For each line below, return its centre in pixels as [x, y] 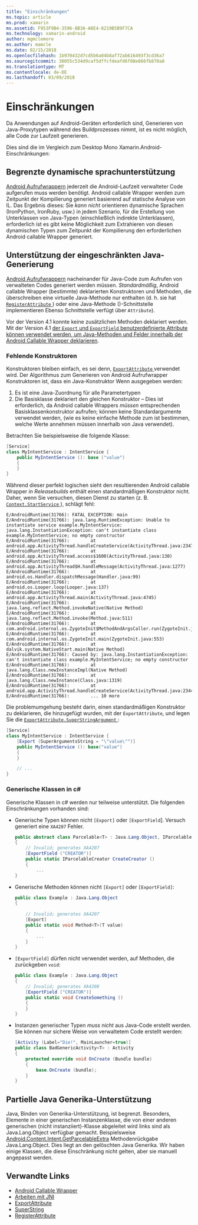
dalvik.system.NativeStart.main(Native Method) [66, 649]
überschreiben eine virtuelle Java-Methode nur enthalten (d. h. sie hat [91, 298]
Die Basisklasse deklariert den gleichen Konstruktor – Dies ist [89, 399]
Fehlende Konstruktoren [42, 355]
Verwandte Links [38, 1176]
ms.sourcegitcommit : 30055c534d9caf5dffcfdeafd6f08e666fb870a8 [85, 61]
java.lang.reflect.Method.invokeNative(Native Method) [75, 608]
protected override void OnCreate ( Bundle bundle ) [89, 1059]
